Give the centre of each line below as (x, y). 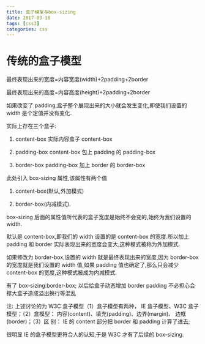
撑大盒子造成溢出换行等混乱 (41, 293)
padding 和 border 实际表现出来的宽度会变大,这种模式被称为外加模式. (93, 244)
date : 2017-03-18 (28, 18)
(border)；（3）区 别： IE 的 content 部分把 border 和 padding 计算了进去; (98, 321)
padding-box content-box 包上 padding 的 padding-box (85, 152)
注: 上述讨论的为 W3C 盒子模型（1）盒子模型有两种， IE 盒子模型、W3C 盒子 (102, 306)
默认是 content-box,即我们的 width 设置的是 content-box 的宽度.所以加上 (98, 237)
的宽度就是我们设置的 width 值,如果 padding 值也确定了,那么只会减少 (93, 265)
